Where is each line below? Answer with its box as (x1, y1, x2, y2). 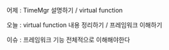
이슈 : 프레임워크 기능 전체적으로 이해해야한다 (6, 35, 130, 44)
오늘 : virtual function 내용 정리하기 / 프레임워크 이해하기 (6, 21, 163, 29)
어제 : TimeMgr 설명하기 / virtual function (6, 6, 123, 14)
